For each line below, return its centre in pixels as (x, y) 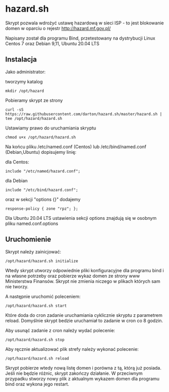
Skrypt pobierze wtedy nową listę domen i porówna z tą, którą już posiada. (83, 368)
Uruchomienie (28, 239)
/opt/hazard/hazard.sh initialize (42, 261)
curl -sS (14, 110)
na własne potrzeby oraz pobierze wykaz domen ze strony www (73, 276)
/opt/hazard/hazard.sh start (36, 306)
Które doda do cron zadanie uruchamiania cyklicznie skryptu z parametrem (84, 315)
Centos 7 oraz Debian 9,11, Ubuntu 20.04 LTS (53, 43)
